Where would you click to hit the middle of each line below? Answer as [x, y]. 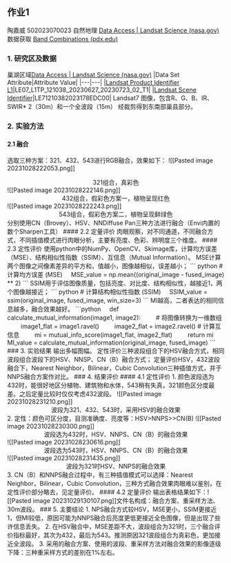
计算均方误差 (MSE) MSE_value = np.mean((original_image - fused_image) [116, 275]
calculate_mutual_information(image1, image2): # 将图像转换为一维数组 [114, 318]
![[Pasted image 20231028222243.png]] [64, 206]
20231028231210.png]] [40, 402]
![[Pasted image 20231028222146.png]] [64, 190]
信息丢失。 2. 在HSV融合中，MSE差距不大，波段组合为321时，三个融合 [114, 526]
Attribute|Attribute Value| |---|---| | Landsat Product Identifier [93, 83]
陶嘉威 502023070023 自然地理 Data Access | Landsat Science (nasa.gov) [113, 30]
